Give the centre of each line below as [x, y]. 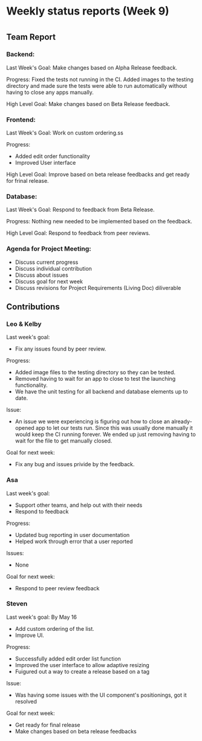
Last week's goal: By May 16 [42, 617]
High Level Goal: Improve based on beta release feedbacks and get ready [98, 174]
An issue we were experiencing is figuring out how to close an [93, 421]
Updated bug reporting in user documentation [72, 535]
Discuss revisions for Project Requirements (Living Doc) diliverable [98, 288]
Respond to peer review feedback [57, 588]
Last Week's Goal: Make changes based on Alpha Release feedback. [92, 67]
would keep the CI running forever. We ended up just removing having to [105, 435]
